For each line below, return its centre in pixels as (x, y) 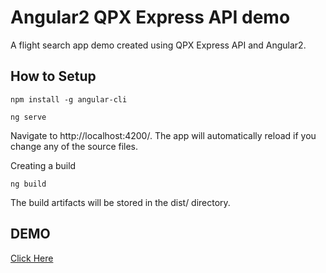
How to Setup (53, 76)
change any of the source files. (74, 146)
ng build (28, 184)
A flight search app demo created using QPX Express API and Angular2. (158, 45)
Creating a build (43, 165)
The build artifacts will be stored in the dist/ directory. (120, 202)
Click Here (32, 258)
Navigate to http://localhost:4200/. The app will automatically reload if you (163, 135)
